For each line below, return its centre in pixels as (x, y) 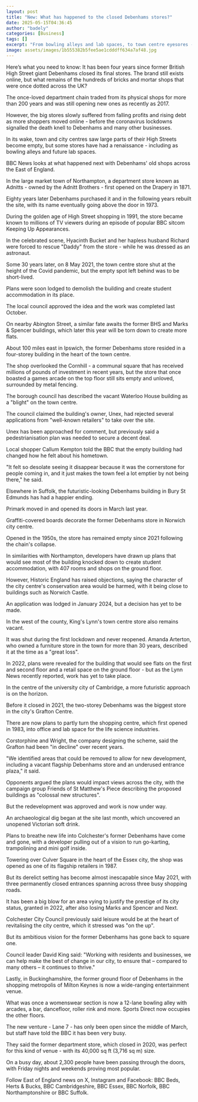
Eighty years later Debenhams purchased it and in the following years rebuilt (99, 198)
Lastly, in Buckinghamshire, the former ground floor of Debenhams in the (95, 978)
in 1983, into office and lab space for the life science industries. (83, 729)
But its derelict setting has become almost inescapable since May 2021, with (99, 877)
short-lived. (20, 277)
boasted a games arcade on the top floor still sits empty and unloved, (90, 378)
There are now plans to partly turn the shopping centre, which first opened (97, 723)
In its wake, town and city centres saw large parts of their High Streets (91, 139)
